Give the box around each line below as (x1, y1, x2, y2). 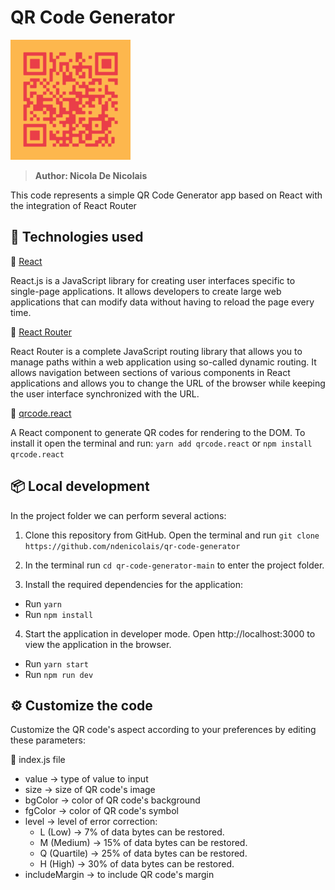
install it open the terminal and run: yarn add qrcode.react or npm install (10, 437, 313, 449)
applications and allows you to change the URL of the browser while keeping (10, 377, 326, 389)
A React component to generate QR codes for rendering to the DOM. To (10, 426, 306, 438)
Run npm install (24, 608, 94, 620)
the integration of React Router (10, 199, 137, 211)
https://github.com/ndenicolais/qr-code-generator (24, 541, 241, 551)
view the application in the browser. (24, 638, 172, 650)
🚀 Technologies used (10, 229, 144, 246)
